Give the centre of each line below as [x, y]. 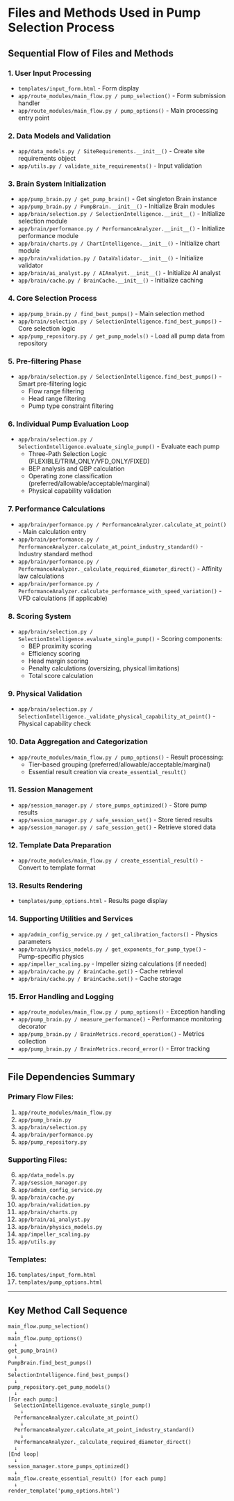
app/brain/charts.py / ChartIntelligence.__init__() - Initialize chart [119, 243]
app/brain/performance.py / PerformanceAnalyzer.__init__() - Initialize [121, 228]
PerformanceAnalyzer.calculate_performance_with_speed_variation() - [120, 590]
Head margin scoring [58, 661]
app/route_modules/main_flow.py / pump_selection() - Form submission [122, 95]
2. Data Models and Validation [59, 136]
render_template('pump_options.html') [64, 1491]
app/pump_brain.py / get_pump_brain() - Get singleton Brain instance [117, 199]
